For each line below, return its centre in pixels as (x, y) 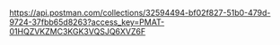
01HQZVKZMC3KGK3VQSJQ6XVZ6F (78, 31)
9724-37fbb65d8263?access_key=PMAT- (87, 22)
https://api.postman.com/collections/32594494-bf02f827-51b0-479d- (140, 13)
